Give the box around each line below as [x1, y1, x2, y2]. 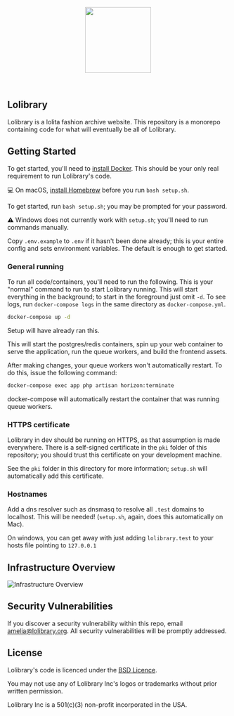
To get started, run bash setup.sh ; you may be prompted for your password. [7, 202, 228, 210]
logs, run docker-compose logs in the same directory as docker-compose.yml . [7, 299, 226, 308]
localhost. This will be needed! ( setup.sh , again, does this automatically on [7, 513, 223, 521]
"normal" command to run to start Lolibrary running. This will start [7, 285, 198, 293]
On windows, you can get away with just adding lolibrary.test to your [7, 534, 214, 542]
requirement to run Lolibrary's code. [7, 171, 112, 180]
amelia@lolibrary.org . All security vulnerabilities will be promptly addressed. [7, 626, 227, 635]
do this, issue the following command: [7, 368, 117, 377]
